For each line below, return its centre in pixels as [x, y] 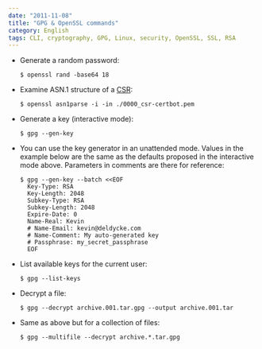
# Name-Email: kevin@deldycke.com [84, 229]
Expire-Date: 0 [52, 215]
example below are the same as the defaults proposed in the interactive [137, 157]
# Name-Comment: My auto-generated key [93, 235]
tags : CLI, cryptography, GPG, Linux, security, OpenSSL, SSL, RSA [122, 38]
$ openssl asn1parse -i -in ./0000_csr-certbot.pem [107, 104]
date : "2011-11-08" [40, 16]
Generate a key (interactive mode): [76, 119]
